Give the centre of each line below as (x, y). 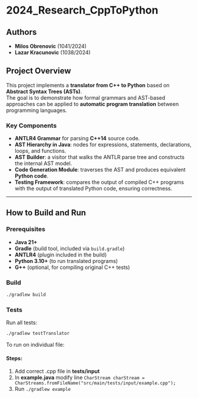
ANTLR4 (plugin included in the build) (61, 255)
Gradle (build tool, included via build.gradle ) (70, 248)
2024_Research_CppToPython (82, 10)
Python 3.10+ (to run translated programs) (66, 261)
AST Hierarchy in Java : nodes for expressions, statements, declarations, (103, 144)
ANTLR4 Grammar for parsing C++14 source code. (77, 139)
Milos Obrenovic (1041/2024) (50, 46)
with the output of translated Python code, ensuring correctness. (93, 189)
